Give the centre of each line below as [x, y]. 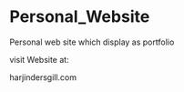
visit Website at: [40, 59]
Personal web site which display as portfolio [92, 42]
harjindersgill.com [43, 77]
